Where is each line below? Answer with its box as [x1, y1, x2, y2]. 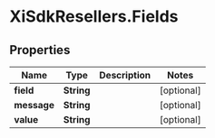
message [14, 99, 54, 111]
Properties [9, 42, 71, 58]
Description [99, 69, 151, 81]
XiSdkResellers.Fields [9, 6, 179, 27]
